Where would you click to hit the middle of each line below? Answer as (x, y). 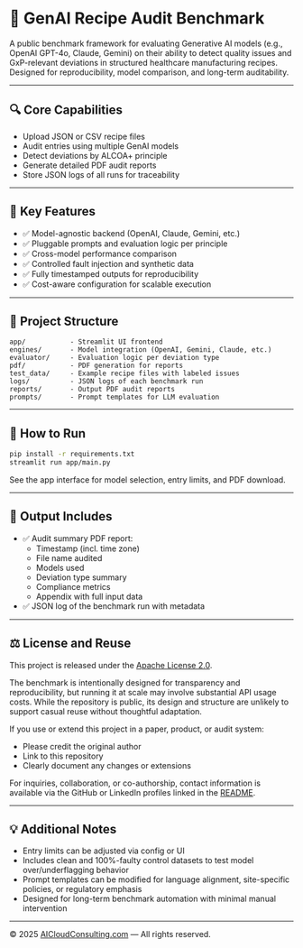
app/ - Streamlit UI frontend (87, 342)
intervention (45, 908)
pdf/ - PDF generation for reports (96, 366)
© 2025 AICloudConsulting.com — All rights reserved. (110, 934)
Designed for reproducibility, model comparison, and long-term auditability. (149, 72)
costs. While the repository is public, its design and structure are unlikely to (149, 702)
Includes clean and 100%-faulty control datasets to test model (138, 861)
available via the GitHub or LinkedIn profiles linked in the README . (133, 792)
